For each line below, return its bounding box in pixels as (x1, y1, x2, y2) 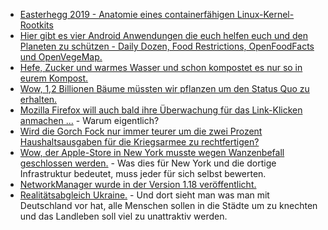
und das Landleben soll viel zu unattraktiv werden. (19, 210, 228, 222)
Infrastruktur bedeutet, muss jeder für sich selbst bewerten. (19, 168, 267, 179)
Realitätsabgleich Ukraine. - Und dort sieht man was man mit (19, 189, 270, 201)
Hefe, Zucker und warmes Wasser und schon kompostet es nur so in (19, 62, 303, 73)
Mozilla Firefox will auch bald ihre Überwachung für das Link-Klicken (19, 104, 303, 116)
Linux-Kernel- (236, 9, 295, 20)
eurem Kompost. (19, 72, 89, 84)
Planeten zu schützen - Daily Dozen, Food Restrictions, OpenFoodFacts (19, 40, 315, 52)
